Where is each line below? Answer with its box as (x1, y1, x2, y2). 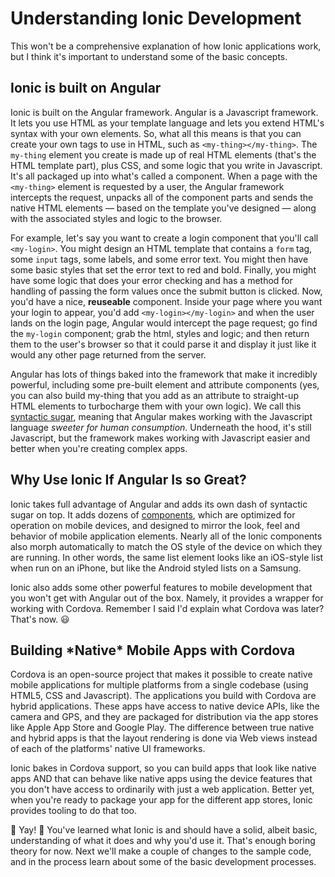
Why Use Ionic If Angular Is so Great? (10, 472, 247, 489)
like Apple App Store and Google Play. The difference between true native (10, 722, 315, 734)
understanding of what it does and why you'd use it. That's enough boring (10, 835, 316, 847)
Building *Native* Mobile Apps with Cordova (10, 642, 296, 659)
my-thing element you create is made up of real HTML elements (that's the (10, 148, 317, 161)
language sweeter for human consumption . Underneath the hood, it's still (10, 421, 312, 433)
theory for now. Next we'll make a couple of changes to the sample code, (10, 845, 312, 857)
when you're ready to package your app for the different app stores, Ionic (10, 794, 313, 806)
